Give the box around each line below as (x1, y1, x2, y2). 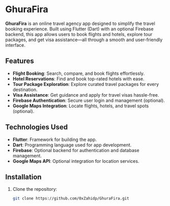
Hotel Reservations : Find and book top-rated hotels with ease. (12, 75, 145, 82)
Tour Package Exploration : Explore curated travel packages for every (12, 81, 159, 87)
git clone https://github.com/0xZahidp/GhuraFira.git (12, 196, 129, 201)
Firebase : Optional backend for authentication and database (12, 147, 139, 153)
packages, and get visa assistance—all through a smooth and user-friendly (5, 37, 163, 43)
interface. (5, 42, 25, 48)
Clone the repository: (12, 186, 58, 192)
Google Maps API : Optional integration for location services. (12, 158, 139, 164)
